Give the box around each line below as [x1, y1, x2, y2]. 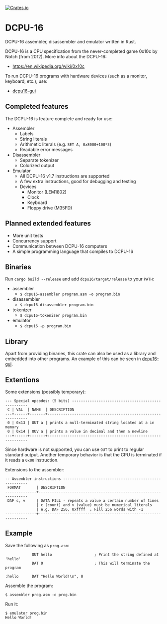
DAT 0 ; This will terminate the [31, 561, 150, 566]
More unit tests [12, 232, 44, 238]
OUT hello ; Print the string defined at [31, 552, 159, 557]
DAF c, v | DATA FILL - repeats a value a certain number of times [7, 498, 159, 503]
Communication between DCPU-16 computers [12, 243, 107, 249]
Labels [19, 130, 34, 137]
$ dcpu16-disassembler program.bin [19, 302, 93, 308]
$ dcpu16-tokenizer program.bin [19, 313, 87, 318]
